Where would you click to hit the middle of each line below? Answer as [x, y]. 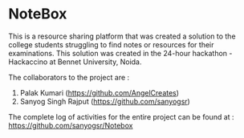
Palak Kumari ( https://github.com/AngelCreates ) [99, 92]
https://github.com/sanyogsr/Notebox [71, 125]
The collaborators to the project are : [69, 77]
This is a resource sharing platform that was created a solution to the [122, 36]
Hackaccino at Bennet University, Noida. [75, 62]
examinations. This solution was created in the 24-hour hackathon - [120, 53]
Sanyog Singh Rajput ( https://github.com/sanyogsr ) [105, 101]
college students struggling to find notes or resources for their [111, 44]
